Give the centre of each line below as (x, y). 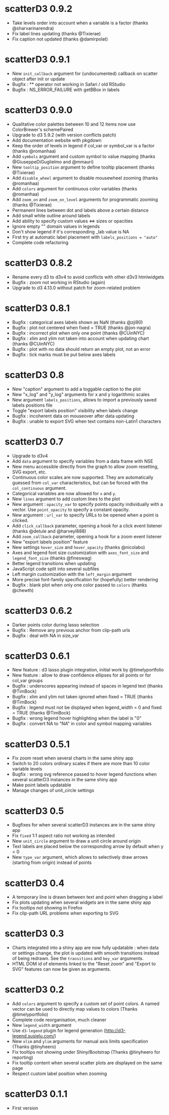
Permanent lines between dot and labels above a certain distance (80, 210)
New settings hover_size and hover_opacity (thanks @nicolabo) (78, 547)
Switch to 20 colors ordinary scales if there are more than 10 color (81, 764)
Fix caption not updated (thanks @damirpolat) (60, 39)
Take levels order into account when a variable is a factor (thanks (80, 23)
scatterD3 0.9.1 (37, 59)
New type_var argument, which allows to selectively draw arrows (80, 857)
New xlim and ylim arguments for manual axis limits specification (80, 1042)
